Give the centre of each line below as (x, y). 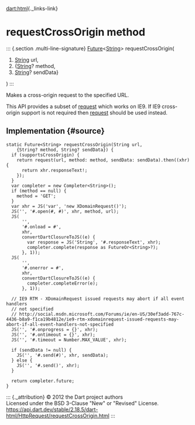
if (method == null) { (39, 191)
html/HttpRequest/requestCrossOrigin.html (58, 416)
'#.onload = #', (41, 227)
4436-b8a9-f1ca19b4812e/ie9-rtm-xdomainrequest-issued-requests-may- (93, 319)
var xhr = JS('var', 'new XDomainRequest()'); (69, 206)
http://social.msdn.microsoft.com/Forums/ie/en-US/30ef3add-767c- (102, 314)
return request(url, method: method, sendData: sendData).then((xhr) (103, 160)
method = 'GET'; (37, 196)
